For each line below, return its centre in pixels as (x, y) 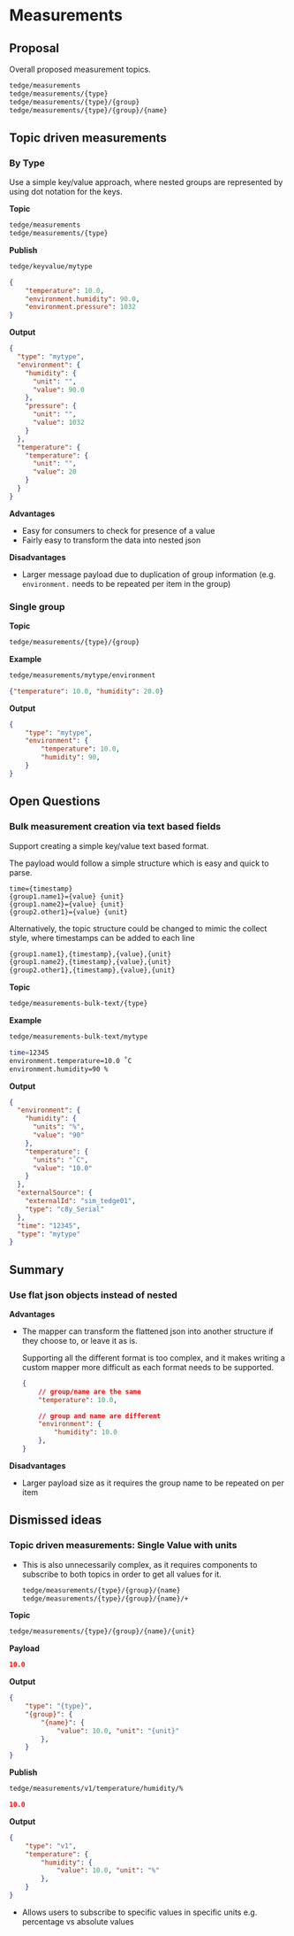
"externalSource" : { (55, 1193)
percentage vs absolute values (78, 1921)
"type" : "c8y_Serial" (64, 1209)
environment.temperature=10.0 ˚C (71, 1061)
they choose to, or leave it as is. (80, 1340)
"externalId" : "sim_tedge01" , (81, 1201)
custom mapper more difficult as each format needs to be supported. (148, 1367)
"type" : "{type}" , (59, 1706)
